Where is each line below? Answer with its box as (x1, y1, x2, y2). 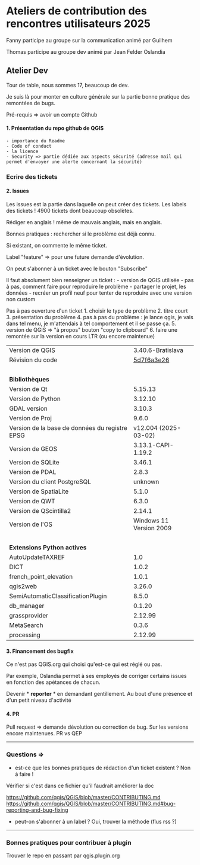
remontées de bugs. (6, 99, 55, 106)
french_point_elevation (9, 573, 73, 581)
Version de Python (9, 395, 61, 403)
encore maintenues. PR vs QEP (6, 730, 82, 737)
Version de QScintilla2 (9, 507, 71, 515)
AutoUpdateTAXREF (9, 553, 65, 561)
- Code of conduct (6, 143, 52, 149)
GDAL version (9, 405, 48, 413)
